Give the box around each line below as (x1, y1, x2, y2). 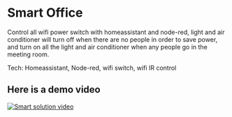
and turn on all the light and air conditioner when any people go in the (7, 42, 208, 51)
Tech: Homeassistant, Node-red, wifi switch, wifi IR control (7, 63, 177, 72)
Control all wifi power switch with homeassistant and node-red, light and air (7, 28, 225, 36)
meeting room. (7, 50, 50, 58)
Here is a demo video (7, 84, 101, 95)
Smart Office (7, 5, 83, 21)
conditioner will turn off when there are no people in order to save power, (7, 35, 218, 43)
